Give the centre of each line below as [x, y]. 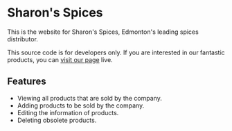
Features [27, 82]
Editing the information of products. [68, 112]
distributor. [23, 39]
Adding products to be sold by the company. [81, 105]
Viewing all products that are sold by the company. [90, 98]
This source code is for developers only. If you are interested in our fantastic [116, 52]
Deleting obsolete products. [57, 120]
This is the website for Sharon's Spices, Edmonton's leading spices [103, 32]
